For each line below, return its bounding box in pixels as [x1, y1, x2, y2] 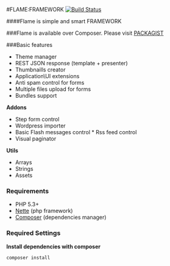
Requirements [6, 187, 49, 195]
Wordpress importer [15, 122, 66, 129]
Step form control [15, 116, 60, 123]
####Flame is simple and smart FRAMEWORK [6, 18, 122, 24]
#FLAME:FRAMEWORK [6, 6, 64, 13]
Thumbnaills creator [15, 66, 66, 73]
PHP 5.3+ [15, 201, 40, 208]
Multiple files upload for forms [15, 85, 91, 93]
